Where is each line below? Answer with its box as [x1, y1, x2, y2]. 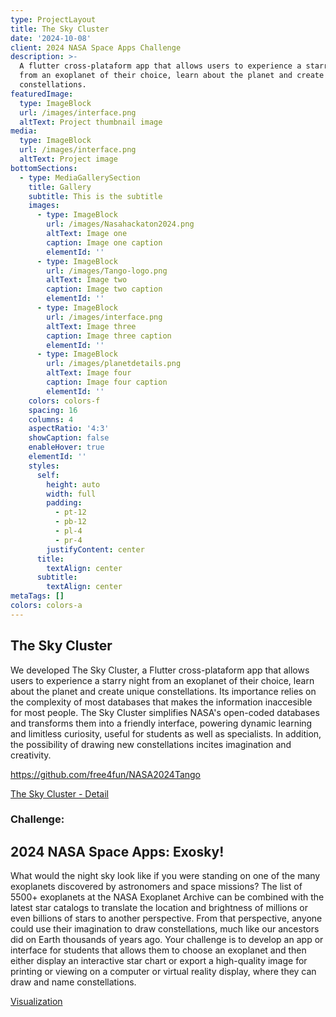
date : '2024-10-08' [10, 33, 92, 43]
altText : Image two [46, 275, 128, 285]
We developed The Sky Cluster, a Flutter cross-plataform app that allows [10, 664, 310, 676]
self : [36, 470, 60, 480]
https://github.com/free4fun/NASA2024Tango [10, 768, 202, 780]
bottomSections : [10, 163, 78, 173]
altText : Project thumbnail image [19, 117, 163, 127]
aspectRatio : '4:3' [28, 424, 110, 434]
